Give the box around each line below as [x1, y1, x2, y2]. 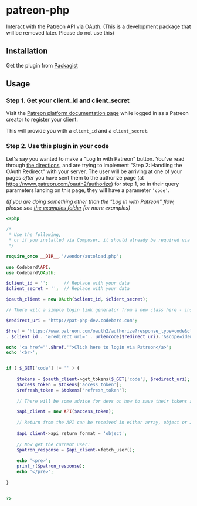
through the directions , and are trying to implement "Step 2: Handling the [6, 161, 182, 168]
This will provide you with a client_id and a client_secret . [6, 127, 149, 134]
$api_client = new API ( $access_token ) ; [16, 409, 114, 414]
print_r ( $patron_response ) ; [16, 463, 85, 470]
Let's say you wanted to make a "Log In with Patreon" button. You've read [6, 155, 185, 162]
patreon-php [6, 4, 70, 17]
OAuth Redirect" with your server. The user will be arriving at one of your [6, 168, 182, 175]
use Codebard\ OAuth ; [6, 269, 57, 276]
